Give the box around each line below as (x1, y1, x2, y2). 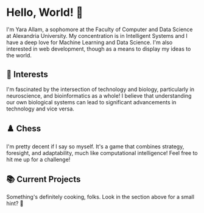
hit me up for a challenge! (6, 156, 71, 163)
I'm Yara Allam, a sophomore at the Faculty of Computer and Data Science (6, 26, 193, 33)
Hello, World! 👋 (6, 5, 83, 20)
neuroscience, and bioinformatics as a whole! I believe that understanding (6, 92, 192, 99)
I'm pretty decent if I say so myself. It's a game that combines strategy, (6, 143, 185, 150)
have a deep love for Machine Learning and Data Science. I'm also (6, 38, 173, 46)
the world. (6, 51, 32, 59)
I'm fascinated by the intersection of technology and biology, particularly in (6, 85, 195, 93)
